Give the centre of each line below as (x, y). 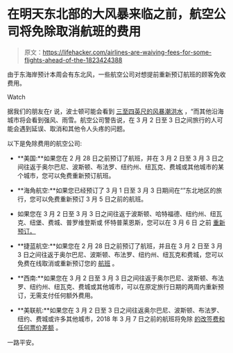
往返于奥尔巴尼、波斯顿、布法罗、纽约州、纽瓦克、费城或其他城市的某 (123, 167)
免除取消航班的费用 (86, 32)
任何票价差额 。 (40, 327)
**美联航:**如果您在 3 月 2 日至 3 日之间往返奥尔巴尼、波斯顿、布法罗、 (120, 310)
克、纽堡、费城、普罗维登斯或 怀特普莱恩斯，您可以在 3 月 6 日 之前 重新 (121, 222)
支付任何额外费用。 (69, 295)
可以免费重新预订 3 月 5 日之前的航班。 (92, 199)
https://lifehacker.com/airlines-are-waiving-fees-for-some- (127, 52)
